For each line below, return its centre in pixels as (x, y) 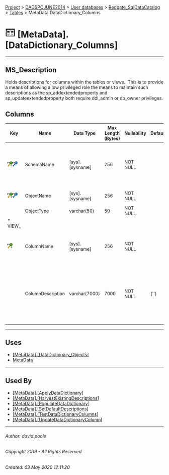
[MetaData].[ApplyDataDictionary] (48, 393)
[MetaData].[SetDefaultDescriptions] (51, 409)
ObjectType (37, 211)
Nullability (135, 133)
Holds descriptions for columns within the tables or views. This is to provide (84, 82)
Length (112, 133)
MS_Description (31, 70)
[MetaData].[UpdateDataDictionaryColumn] (57, 420)
